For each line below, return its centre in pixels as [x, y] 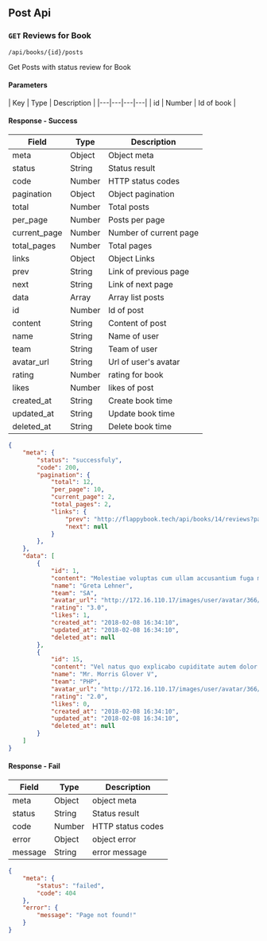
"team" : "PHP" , [76, 682]
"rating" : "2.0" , [79, 696]
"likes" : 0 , [70, 704]
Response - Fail [35, 766]
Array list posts [136, 297]
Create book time [141, 401]
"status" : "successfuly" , [80, 460]
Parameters [28, 85]
